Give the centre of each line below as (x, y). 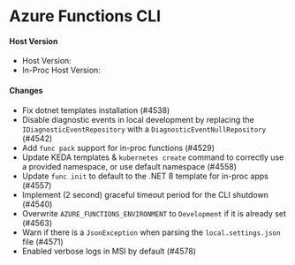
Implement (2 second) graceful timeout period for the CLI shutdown (145, 194)
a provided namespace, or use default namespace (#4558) (129, 166)
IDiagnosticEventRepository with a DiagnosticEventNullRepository (144, 129)
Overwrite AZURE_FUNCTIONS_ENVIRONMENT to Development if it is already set (154, 213)
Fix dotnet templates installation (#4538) (96, 110)
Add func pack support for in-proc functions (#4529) (118, 148)
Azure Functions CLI (85, 16)
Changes (26, 90)
